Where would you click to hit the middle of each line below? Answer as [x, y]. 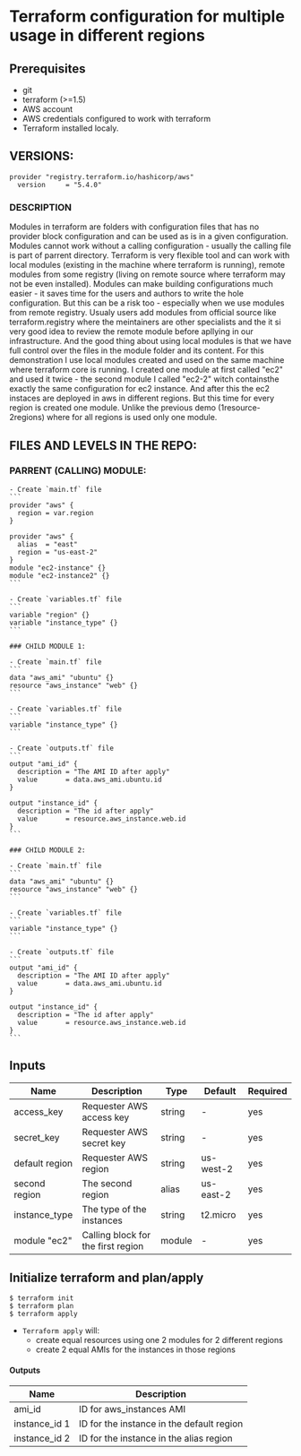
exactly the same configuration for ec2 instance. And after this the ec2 [140, 389]
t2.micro [219, 1214]
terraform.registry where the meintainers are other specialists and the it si [145, 322]
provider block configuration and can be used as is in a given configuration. [149, 237]
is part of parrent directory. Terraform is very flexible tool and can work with [150, 255]
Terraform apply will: [61, 1331]
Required [267, 1090]
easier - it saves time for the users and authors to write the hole [127, 294]
